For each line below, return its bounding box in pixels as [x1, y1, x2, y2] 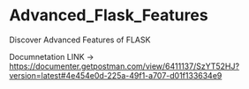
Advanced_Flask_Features [9, 5, 209, 26]
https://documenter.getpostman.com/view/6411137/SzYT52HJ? [9, 61, 240, 71]
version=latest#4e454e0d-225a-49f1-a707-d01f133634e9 [9, 70, 223, 80]
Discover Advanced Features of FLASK [9, 34, 151, 45]
